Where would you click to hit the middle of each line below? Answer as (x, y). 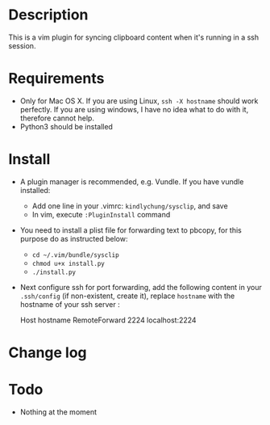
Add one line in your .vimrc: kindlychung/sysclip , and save (130, 206)
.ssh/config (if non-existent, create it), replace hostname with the (127, 296)
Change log (48, 352)
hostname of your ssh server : (70, 304)
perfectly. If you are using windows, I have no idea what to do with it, (134, 109)
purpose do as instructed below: (74, 238)
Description (48, 15)
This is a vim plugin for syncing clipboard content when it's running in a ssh (134, 37)
